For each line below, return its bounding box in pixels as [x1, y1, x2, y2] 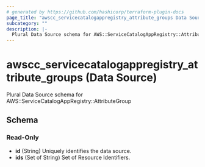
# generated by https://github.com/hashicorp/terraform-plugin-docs [6, 9, 184, 15]
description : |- [6, 26, 48, 32]
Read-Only [6, 133, 40, 142]
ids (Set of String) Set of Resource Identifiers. [15, 154, 131, 161]
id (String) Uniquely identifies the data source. [15, 147, 132, 154]
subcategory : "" [6, 20, 48, 26]
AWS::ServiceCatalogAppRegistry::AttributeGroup [6, 98, 132, 105]
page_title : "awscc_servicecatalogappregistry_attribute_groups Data [6, 15, 187, 21]
